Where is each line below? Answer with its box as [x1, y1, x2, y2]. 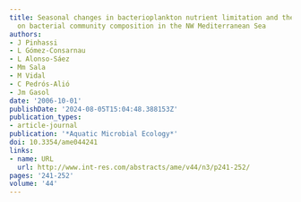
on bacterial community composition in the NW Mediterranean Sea [17, 21, 267, 30]
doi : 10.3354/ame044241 [9, 138, 99, 147]
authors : [9, 29, 42, 38]
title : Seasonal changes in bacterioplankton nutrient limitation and [9, 13, 279, 22]
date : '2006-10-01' [9, 96, 82, 105]
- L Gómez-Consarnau [9, 46, 87, 55]
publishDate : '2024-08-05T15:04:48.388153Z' [9, 105, 178, 114]
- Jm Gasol [9, 88, 50, 97]
